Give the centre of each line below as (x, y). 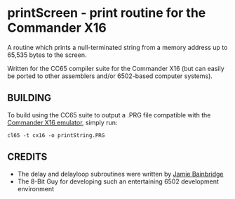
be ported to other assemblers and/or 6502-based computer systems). (110, 76)
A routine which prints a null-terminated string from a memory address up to (117, 47)
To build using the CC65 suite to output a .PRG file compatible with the (109, 115)
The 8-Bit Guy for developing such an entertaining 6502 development (118, 181)
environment (36, 188)
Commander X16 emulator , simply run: (62, 122)
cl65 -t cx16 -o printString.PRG (56, 135)
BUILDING (29, 98)
